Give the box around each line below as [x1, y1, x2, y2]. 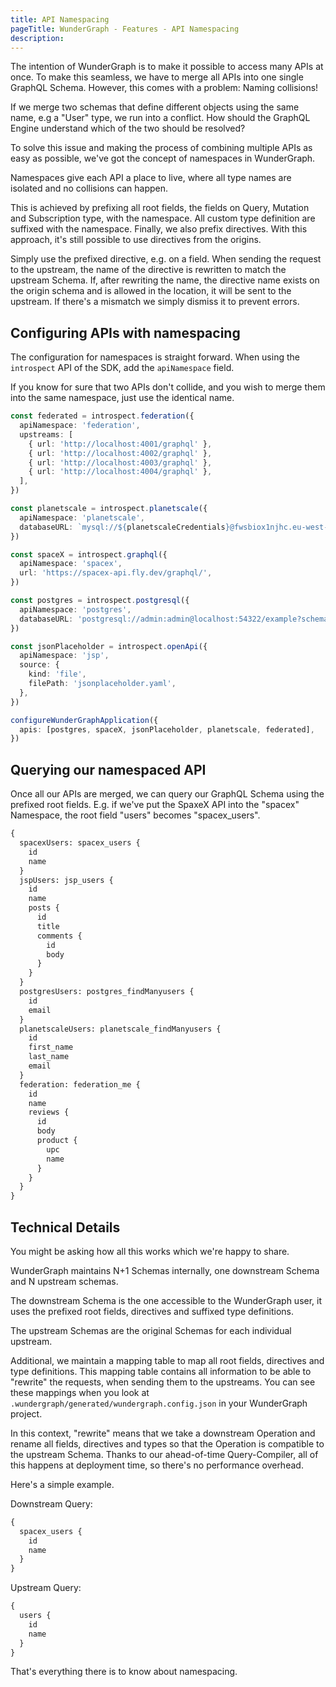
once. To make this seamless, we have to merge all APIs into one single [10, 71, 304, 83]
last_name [28, 1052, 70, 1062]
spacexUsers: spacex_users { [19, 838, 141, 848]
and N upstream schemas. [10, 1275, 119, 1287]
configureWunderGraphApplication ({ [10, 715, 159, 725]
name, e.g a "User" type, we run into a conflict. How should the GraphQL [10, 112, 311, 124]
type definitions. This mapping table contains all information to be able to [10, 1365, 312, 1377]
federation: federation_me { [19, 1079, 141, 1090]
